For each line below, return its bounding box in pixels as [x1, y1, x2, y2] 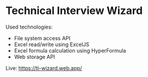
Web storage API [14, 53, 55, 60]
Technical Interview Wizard [5, 4, 143, 17]
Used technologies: [5, 23, 53, 30]
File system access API [14, 34, 71, 41]
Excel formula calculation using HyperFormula [14, 47, 126, 54]
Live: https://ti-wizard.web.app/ [5, 64, 83, 71]
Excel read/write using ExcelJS [14, 41, 90, 48]
